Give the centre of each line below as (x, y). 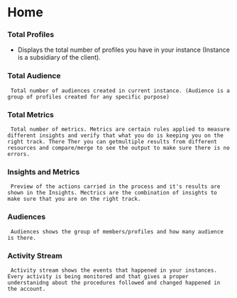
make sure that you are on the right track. (74, 199)
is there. (22, 238)
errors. (19, 154)
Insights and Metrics (44, 172)
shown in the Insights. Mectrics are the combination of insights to (112, 193)
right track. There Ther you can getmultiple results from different (112, 142)
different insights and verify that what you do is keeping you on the (115, 136)
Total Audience (34, 76)
